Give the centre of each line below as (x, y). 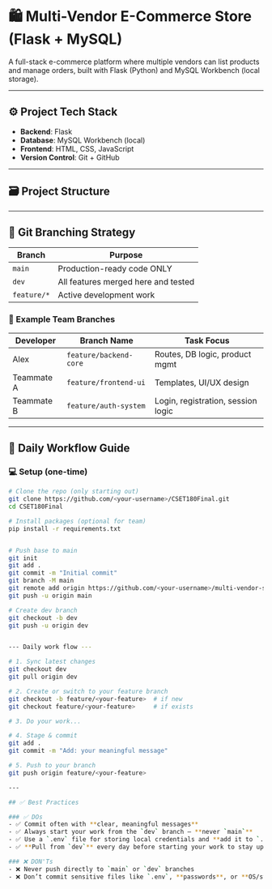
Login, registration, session (206, 400)
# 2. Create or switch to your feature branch (88, 691)
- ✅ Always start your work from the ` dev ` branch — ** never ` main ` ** (131, 832)
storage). (23, 79)
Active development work (106, 295)
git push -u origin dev (49, 626)
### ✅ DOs (25, 817)
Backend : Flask (46, 131)
